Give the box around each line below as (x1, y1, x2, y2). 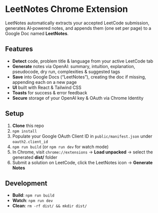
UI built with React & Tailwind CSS (12, 84, 81, 90)
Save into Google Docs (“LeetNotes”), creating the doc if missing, (12, 73, 147, 80)
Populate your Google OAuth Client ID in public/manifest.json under (12, 133, 153, 139)
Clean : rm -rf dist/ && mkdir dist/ (12, 203, 87, 209)
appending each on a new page (12, 79, 77, 85)
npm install (12, 129, 37, 134)
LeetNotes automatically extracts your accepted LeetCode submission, (5, 20, 150, 26)
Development (5, 179, 48, 187)
